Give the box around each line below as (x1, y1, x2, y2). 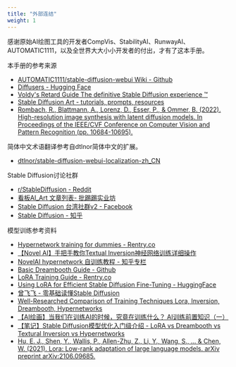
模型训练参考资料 (7, 226, 57, 234)
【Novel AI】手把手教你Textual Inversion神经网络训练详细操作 (17, 248, 197, 257)
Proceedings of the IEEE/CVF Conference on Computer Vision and (17, 120, 210, 128)
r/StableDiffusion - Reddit (17, 185, 92, 193)
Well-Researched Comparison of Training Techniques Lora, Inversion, (17, 296, 220, 305)
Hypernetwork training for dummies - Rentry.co (17, 240, 156, 248)
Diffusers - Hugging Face (17, 83, 92, 91)
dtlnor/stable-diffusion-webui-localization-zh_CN (17, 156, 161, 164)
